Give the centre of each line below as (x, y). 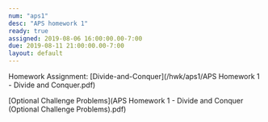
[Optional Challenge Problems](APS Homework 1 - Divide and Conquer (126, 101)
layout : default (36, 53)
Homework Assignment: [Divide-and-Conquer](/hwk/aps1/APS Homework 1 (134, 76)
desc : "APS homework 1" (48, 23)
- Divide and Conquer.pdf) (52, 85)
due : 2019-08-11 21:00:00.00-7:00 (67, 46)
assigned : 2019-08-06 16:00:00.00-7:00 (75, 38)
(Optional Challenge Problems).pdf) (67, 109)
